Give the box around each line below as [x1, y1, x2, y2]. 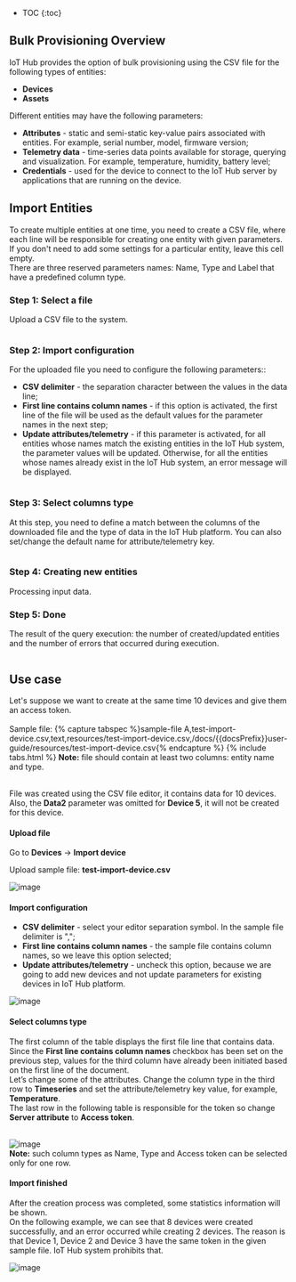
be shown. [9, 1206, 48, 1218]
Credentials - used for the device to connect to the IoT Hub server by [21, 165, 277, 176]
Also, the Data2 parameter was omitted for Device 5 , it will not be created [9, 797, 280, 808]
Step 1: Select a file [9, 294, 93, 306]
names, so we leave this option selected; [21, 950, 172, 961]
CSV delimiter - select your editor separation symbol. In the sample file [21, 921, 284, 933]
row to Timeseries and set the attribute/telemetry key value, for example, [9, 1083, 278, 1094]
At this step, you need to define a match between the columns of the [9, 516, 260, 528]
